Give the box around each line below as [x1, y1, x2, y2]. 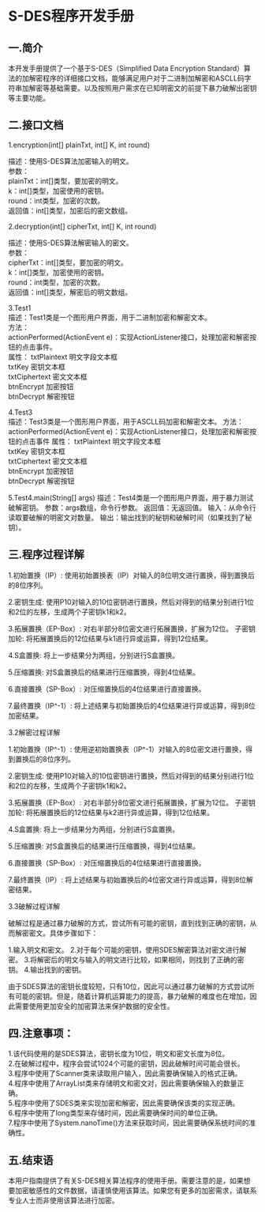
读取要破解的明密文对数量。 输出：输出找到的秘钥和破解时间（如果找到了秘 [8, 512, 252, 522]
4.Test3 [8, 407, 33, 417]
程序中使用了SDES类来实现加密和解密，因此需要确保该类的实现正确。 [13, 1098, 240, 1108]
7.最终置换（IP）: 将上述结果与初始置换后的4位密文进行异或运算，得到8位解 [8, 874, 254, 884]
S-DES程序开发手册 [8, 7, 134, 25]
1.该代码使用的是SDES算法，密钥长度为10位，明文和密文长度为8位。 [8, 1049, 230, 1059]
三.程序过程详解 [8, 548, 85, 561]
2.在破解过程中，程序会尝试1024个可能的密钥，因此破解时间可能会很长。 [8, 1059, 244, 1068]
